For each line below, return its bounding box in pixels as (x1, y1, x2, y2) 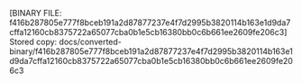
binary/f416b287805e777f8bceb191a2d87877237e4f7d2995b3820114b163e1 (9, 46, 293, 57)
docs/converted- (59, 36, 122, 47)
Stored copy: (9, 36, 58, 47)
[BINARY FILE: (9, 8, 62, 18)
